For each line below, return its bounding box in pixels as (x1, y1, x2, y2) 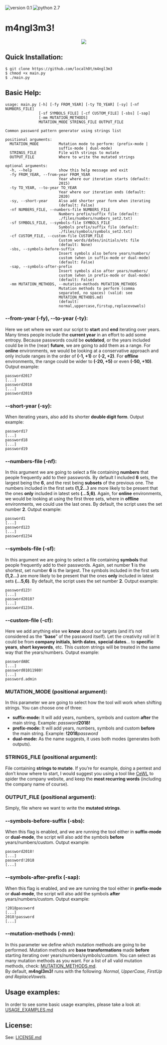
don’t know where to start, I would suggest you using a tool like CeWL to (5, 770, 154, 776)
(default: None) (58, 242, 93, 247)
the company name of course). (5, 781, 69, 787)
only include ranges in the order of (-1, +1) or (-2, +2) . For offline (5, 353, 139, 359)
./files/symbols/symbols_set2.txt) (58, 229, 133, 234)
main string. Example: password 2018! (12, 720, 91, 726)
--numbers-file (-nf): (5, 458, 57, 465)
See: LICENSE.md (5, 1034, 42, 1040)
